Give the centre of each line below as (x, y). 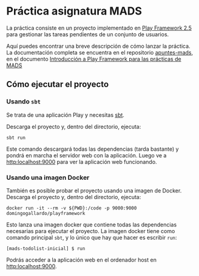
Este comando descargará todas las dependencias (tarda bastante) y (93, 149)
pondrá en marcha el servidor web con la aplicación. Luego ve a (86, 155)
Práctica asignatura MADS (74, 11)
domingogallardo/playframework (46, 213)
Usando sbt (24, 102)
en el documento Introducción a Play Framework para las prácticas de (94, 59)
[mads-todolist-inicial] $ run (46, 248)
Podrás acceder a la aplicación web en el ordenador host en (81, 260)
